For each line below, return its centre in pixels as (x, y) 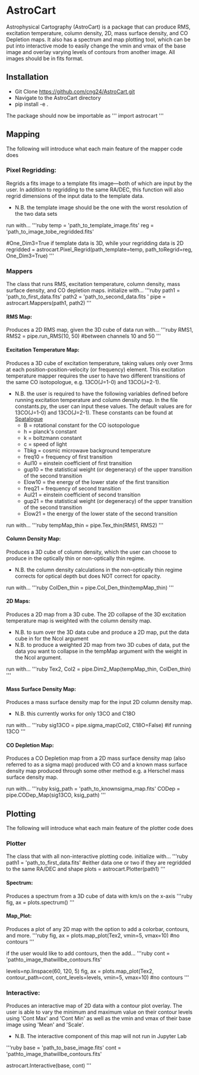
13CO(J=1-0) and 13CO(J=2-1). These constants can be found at (94, 412)
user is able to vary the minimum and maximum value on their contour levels (99, 1012)
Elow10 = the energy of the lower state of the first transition (96, 482)
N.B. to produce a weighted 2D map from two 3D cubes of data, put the (102, 645)
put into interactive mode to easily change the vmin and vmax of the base (96, 46)
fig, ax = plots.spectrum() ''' (40, 902)
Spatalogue (29, 419)
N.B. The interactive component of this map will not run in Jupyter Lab (101, 1036)
